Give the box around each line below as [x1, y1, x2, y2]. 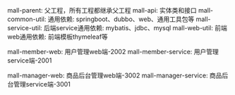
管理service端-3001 [13, 80, 71, 88]
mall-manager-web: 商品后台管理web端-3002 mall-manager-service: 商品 [7, 71, 222, 80]
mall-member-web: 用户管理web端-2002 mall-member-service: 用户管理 [7, 48, 219, 56]
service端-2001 [7, 56, 52, 65]
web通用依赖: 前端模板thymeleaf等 [7, 32, 108, 41]
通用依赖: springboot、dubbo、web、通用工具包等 [47, 15, 195, 23]
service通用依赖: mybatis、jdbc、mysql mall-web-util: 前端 [56, 24, 227, 32]
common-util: [7, 15, 47, 23]
